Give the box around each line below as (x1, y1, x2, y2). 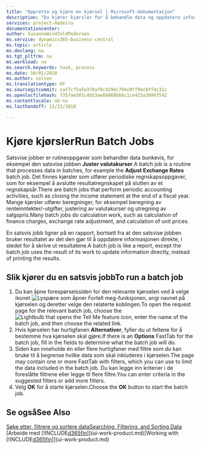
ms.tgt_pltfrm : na (6, 53, 52, 59)
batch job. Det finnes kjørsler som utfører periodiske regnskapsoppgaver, (6, 173, 187, 180)
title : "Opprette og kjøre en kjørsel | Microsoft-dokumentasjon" (6, 8, 175, 15)
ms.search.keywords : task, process (6, 64, 95, 71)
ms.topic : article (6, 43, 52, 48)
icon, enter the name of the (120, 314, 188, 321)
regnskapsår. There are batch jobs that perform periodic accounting (6, 186, 172, 193)
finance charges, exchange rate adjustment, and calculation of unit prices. (6, 218, 190, 225)
